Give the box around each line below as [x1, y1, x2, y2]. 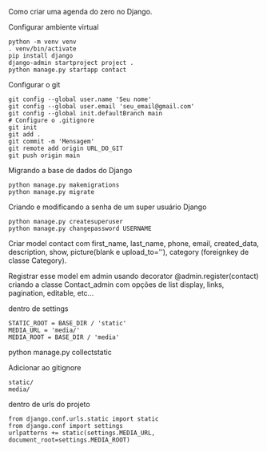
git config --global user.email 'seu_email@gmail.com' [8, 103, 195, 111]
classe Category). [8, 256, 67, 265]
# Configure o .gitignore [8, 116, 94, 124]
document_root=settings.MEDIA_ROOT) [8, 436, 130, 444]
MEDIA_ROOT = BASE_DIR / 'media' [8, 333, 120, 341]
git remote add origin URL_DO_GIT [8, 144, 124, 152]
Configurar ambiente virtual [8, 22, 99, 31]
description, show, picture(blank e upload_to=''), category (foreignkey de [8, 248, 249, 256]
